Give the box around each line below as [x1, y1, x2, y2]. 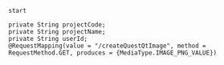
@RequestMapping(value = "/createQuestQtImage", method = [8, 42, 206, 50]
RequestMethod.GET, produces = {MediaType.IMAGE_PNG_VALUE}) [8, 49, 218, 57]
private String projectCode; [8, 21, 106, 29]
